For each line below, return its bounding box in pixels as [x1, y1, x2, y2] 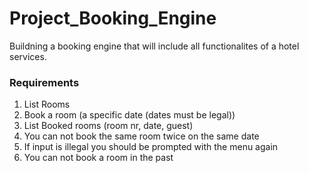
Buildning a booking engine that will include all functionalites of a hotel [9, 40, 300, 52]
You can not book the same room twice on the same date [23, 130, 260, 142]
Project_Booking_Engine [9, 7, 217, 30]
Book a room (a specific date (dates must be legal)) [23, 109, 236, 121]
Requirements [9, 75, 80, 89]
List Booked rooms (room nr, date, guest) [23, 120, 194, 132]
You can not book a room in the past [23, 152, 174, 164]
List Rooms [23, 98, 71, 111]
